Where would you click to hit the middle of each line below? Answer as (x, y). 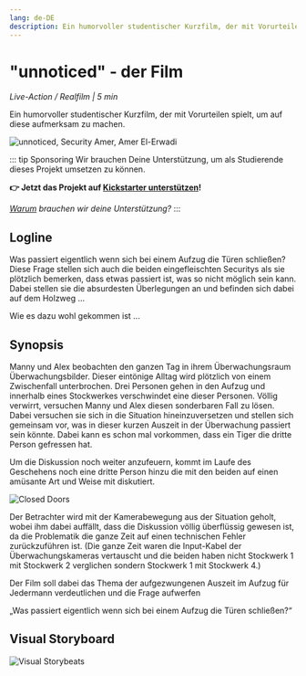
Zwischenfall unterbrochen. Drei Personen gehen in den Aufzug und (138, 386)
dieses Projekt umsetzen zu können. (77, 169)
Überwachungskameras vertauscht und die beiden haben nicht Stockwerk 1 (152, 556)
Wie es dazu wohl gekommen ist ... (75, 316)
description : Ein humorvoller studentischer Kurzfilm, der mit (132, 26)
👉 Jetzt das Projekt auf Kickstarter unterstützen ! (106, 187)
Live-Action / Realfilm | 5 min (64, 97)
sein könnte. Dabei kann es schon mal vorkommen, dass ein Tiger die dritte (151, 435)
